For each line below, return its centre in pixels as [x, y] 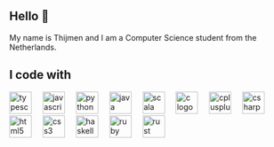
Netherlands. [33, 47]
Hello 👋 [29, 16]
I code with [40, 75]
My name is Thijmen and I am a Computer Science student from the [133, 37]
